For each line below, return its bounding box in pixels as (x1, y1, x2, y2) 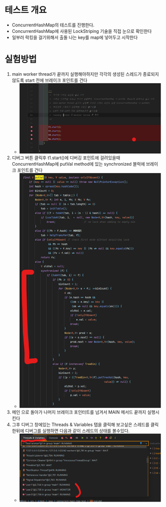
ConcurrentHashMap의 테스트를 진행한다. (11, 22, 95, 28)
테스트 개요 (4, 4, 47, 16)
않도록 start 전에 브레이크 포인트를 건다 (11, 77, 88, 83)
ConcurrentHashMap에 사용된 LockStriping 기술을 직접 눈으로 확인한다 (11, 28, 152, 34)
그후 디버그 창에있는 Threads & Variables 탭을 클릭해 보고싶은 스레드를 (11, 421, 150, 428)
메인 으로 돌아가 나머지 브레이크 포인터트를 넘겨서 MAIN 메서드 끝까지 (11, 409, 147, 415)
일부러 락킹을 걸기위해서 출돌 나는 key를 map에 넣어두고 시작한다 (11, 34, 138, 40)
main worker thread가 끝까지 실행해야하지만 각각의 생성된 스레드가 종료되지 (11, 71, 159, 77)
